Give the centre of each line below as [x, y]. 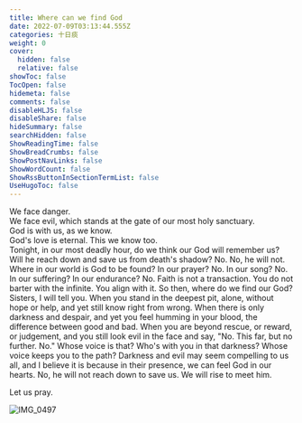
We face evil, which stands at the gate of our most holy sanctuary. [132, 221]
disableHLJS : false [46, 110]
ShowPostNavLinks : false [56, 160]
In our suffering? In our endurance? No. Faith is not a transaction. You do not [151, 279]
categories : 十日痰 [44, 34]
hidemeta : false [40, 93]
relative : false [48, 69]
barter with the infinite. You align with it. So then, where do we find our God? [151, 288]
